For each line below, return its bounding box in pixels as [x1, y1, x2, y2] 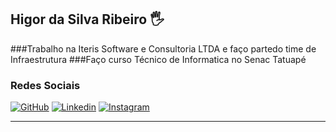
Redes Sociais [10, 78, 81, 92]
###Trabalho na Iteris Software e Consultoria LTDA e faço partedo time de [10, 42, 317, 55]
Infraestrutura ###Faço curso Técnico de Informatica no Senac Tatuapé [10, 53, 307, 65]
